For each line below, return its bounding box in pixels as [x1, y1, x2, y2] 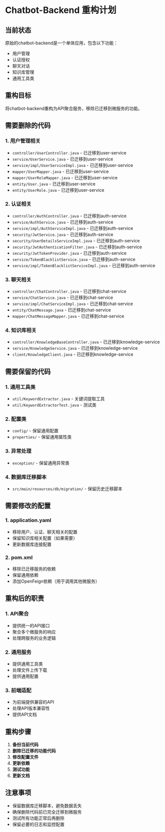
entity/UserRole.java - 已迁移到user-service [12, 187, 105, 193]
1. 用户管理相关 [5, 138, 41, 145]
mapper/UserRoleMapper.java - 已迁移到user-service [12, 174, 118, 180]
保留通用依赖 [12, 572, 39, 578]
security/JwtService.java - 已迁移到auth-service [12, 231, 114, 237]
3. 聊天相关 [5, 276, 32, 283]
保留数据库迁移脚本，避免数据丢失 [12, 803, 82, 809]
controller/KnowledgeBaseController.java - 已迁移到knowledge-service [12, 339, 160, 345]
